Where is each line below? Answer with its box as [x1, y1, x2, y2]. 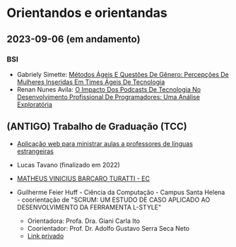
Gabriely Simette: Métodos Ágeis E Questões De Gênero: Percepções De [16, 70, 229, 78]
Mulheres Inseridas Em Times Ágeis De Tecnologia [16, 78, 165, 86]
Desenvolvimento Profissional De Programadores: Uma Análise [16, 92, 201, 101]
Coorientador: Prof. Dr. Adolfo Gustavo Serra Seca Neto [27, 224, 190, 232]
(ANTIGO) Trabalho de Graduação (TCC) [6, 121, 188, 133]
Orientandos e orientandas [6, 5, 167, 21]
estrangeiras [16, 147, 54, 155]
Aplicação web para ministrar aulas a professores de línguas [16, 139, 194, 147]
